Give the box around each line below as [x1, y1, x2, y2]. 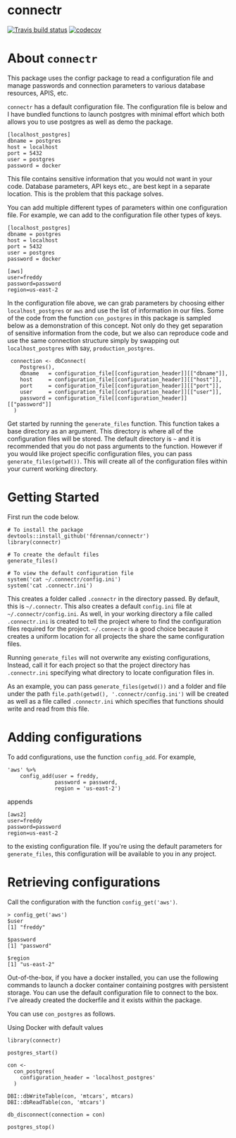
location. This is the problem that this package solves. [7, 190, 164, 198]
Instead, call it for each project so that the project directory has [7, 661, 190, 669]
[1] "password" [7, 942, 52, 949]
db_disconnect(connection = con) [7, 1111, 106, 1118]
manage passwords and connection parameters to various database [7, 81, 206, 90]
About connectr [7, 50, 98, 66]
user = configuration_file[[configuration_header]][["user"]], [20, 388, 222, 395]
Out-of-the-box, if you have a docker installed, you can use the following [7, 973, 218, 982]
